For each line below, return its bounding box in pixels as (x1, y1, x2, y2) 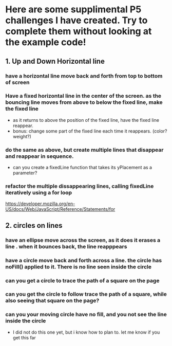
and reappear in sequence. (5, 153, 74, 160)
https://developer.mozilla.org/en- (5, 201, 75, 207)
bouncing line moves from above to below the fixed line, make (5, 99, 163, 106)
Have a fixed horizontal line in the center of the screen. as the (5, 93, 162, 100)
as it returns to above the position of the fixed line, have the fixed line (12, 117, 159, 123)
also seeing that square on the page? (5, 297, 100, 304)
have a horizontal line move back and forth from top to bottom (5, 72, 163, 79)
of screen (5, 79, 30, 86)
